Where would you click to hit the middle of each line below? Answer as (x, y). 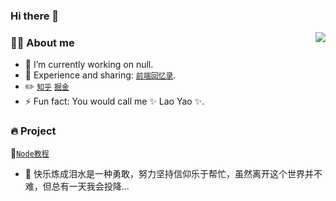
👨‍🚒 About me (42, 42)
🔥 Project (33, 131)
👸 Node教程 (30, 153)
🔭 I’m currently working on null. (89, 65)
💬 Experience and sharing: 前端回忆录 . (100, 75)
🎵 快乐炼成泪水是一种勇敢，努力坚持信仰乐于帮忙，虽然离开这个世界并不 (173, 173)
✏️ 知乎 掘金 (47, 86)
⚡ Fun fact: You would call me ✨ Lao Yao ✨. (114, 101)
